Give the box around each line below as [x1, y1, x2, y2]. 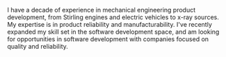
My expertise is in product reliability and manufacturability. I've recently [7, 21, 212, 28]
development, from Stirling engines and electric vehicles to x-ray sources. [7, 13, 219, 21]
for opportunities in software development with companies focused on [7, 35, 209, 43]
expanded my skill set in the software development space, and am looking [7, 27, 220, 36]
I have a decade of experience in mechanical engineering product [7, 6, 196, 14]
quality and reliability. [7, 43, 68, 50]
